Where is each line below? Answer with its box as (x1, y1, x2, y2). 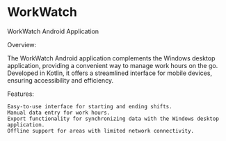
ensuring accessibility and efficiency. (7, 76, 114, 84)
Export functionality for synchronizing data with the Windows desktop (7, 115, 219, 122)
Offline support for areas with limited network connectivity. (7, 127, 195, 134)
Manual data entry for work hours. (7, 109, 111, 116)
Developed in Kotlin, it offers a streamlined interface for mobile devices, (7, 69, 213, 77)
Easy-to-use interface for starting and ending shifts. (7, 103, 172, 110)
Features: (7, 90, 35, 98)
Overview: (7, 40, 37, 49)
